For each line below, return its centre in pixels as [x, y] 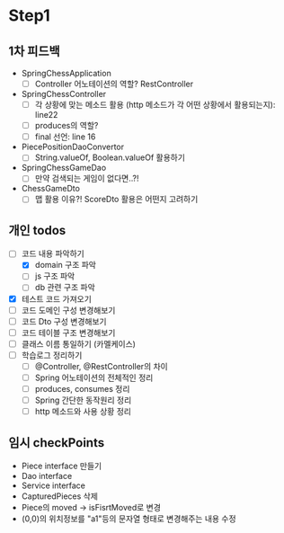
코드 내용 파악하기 [53, 253]
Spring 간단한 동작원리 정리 [83, 400]
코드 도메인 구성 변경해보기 [68, 310]
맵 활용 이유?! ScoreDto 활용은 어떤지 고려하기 [116, 200]
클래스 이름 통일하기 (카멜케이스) [79, 343]
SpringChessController [64, 94]
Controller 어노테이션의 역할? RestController [114, 84]
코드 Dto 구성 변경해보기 [64, 321]
